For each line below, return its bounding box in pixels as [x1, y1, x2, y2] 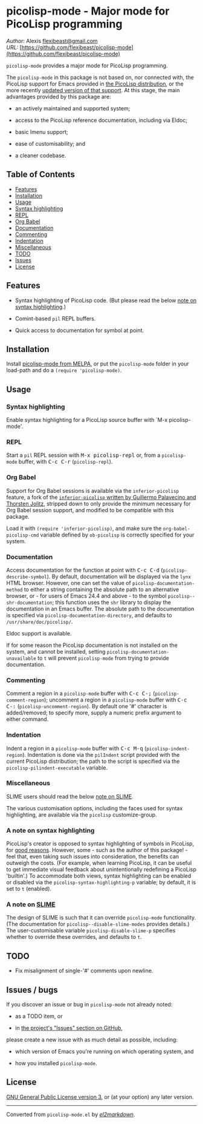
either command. [6, 716, 49, 723]
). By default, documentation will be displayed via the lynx [47, 572, 192, 580]
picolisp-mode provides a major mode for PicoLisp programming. [6, 62, 168, 69]
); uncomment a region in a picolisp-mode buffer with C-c [44, 696, 187, 703]
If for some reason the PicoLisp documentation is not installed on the [6, 642, 178, 649]
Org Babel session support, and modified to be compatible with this [6, 506, 174, 513]
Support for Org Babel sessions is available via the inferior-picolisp [6, 487, 179, 494]
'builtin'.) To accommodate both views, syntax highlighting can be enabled [6, 872, 192, 879]
